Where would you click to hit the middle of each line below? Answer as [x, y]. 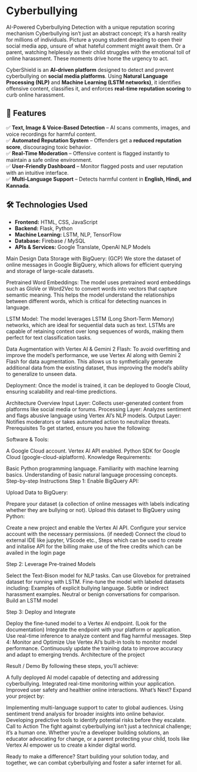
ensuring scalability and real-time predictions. [62, 391]
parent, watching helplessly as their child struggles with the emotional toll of [98, 52]
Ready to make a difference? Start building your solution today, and [88, 756]
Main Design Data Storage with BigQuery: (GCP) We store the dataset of [94, 258]
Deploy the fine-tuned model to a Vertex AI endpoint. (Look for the [86, 623]
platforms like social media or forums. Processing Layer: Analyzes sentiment [98, 409]
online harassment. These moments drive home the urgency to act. [87, 58]
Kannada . [18, 185]
